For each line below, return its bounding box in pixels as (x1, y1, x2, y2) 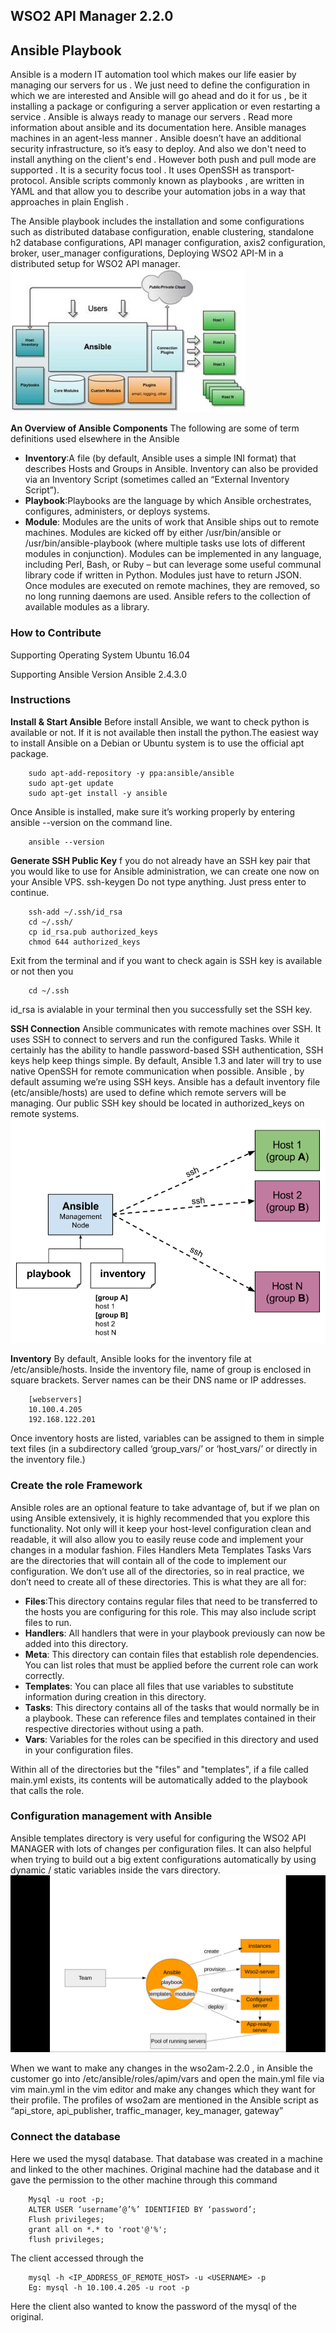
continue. (10, 886, 50, 898)
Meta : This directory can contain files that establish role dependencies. (24, 1648, 320, 1660)
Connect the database (10, 2130, 121, 2144)
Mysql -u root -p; (28, 2194, 105, 2204)
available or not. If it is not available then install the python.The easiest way (10, 726, 319, 738)
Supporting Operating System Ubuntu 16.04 (10, 649, 191, 661)
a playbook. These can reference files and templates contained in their (24, 1712, 317, 1724)
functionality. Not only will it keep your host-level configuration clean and (10, 1522, 312, 1534)
